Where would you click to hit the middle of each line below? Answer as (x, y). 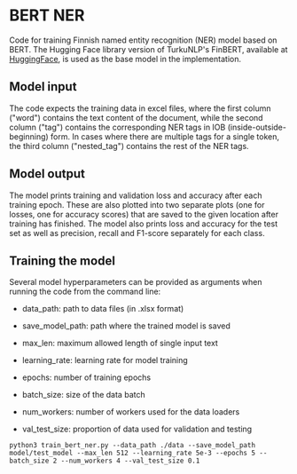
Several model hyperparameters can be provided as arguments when (136, 282)
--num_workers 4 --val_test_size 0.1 (130, 461)
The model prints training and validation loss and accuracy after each (136, 195)
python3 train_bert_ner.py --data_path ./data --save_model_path (132, 446)
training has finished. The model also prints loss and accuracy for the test (144, 224)
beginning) (29, 136)
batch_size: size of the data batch (83, 395)
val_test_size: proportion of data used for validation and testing (137, 429)
